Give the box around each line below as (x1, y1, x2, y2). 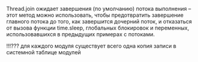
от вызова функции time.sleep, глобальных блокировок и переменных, (6, 24, 190, 31)
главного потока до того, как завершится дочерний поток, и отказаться (6, 18, 193, 25)
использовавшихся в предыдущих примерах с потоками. (6, 31, 155, 38)
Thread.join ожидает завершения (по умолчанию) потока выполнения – (6, 5, 191, 12)
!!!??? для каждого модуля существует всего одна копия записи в (6, 42, 177, 49)
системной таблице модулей (6, 49, 81, 56)
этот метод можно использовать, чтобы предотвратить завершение (6, 11, 184, 19)
